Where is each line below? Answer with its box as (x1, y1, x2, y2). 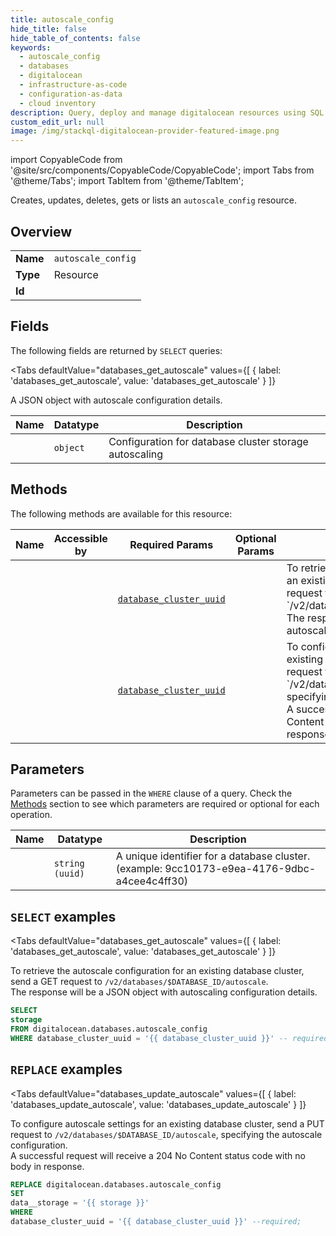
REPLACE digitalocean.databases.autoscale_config (10, 1179, 222, 1190)
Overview (10, 223, 73, 240)
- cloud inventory (19, 98, 97, 108)
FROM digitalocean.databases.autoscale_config (10, 1024, 208, 1034)
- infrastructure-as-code (19, 80, 128, 90)
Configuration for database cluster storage (108, 434, 309, 448)
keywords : (10, 42, 52, 53)
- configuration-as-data (19, 89, 123, 99)
